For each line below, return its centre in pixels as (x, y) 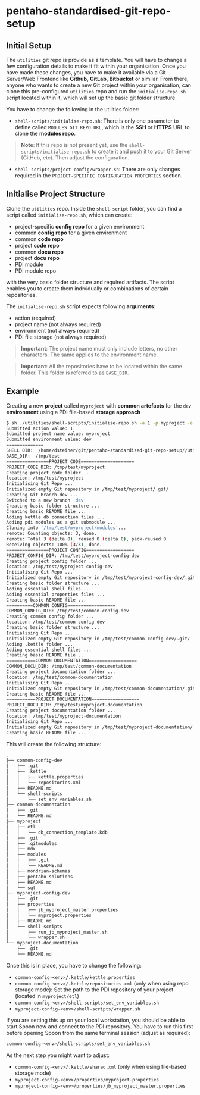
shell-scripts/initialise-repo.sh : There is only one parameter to (97, 121)
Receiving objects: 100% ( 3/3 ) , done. (54, 545)
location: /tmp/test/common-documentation (60, 677)
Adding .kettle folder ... (40, 644)
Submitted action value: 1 (40, 428)
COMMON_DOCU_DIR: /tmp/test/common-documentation (69, 667)
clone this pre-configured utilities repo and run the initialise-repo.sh (96, 91)
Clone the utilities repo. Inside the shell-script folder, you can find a (94, 208)
